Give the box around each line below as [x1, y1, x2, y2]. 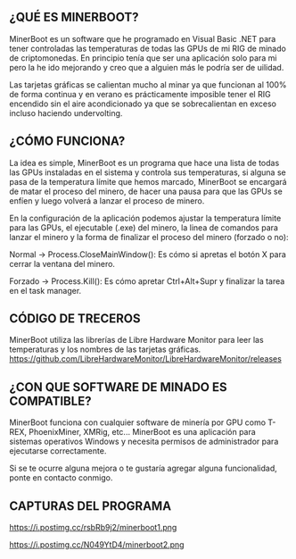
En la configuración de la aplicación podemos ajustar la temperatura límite [9, 213, 282, 223]
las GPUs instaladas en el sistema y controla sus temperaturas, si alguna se [9, 167, 287, 178]
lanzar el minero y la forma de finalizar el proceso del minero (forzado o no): [9, 231, 289, 242]
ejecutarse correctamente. [9, 446, 107, 456]
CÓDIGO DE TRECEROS [9, 311, 141, 327]
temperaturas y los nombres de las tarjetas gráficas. [9, 344, 201, 355]
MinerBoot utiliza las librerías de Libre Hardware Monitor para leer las [9, 335, 265, 346]
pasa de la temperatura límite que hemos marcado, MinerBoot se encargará [9, 176, 287, 187]
